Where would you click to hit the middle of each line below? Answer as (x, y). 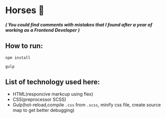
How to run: (24, 46)
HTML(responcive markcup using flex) (53, 94)
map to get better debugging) (43, 110)
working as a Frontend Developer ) (43, 30)
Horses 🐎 (25, 10)
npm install (18, 58)
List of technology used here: (53, 82)
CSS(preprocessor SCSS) (39, 100)
